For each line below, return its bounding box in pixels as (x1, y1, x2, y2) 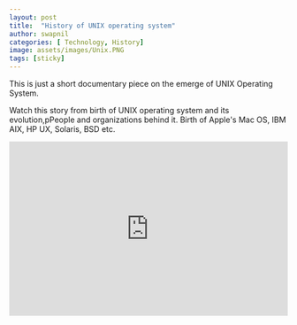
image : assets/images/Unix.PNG (9, 46, 125, 55)
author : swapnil (9, 29, 69, 38)
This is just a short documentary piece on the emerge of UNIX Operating (9, 79, 274, 89)
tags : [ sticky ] (9, 54, 65, 63)
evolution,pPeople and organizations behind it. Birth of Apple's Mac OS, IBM (9, 114, 286, 125)
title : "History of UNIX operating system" (9, 21, 176, 30)
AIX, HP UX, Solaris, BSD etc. (9, 124, 116, 134)
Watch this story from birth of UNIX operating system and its (9, 105, 230, 115)
